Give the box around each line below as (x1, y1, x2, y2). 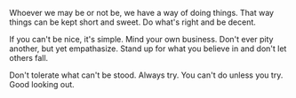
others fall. (9, 53, 49, 63)
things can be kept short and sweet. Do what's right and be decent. (9, 17, 256, 27)
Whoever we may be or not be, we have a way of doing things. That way (9, 8, 274, 18)
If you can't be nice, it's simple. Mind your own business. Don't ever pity (9, 34, 274, 44)
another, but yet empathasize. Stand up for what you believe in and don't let (9, 43, 287, 54)
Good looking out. (9, 79, 76, 89)
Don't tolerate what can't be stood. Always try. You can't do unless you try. (9, 70, 284, 80)
